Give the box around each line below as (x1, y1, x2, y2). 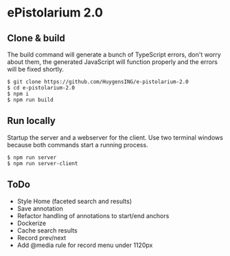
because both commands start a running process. (7, 140, 149, 149)
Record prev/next (16, 233, 67, 242)
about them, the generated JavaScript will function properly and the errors (7, 58, 218, 66)
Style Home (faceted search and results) (16, 197, 133, 205)
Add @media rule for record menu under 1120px (16, 241, 153, 249)
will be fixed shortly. (7, 65, 64, 73)
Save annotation (16, 204, 64, 213)
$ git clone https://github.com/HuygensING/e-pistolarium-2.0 (7, 78, 189, 85)
